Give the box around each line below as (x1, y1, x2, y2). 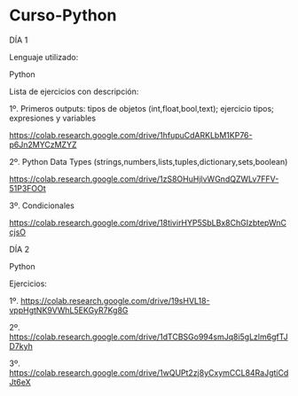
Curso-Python (9, 5, 117, 26)
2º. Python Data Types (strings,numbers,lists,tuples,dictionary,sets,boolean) (9, 156, 288, 167)
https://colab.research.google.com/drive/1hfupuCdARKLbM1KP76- (9, 129, 253, 140)
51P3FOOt (9, 182, 46, 193)
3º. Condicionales (9, 200, 75, 211)
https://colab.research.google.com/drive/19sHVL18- (20, 295, 210, 306)
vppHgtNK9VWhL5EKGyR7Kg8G (9, 305, 129, 315)
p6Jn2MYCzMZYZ (9, 139, 77, 150)
